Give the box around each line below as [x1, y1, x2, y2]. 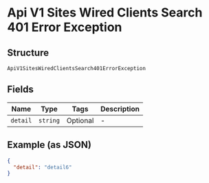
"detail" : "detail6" [13, 164, 72, 171]
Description [100, 104, 140, 114]
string [38, 116, 60, 125]
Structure [7, 47, 49, 58]
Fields [7, 84, 34, 96]
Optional [66, 116, 94, 125]
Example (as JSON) [7, 139, 91, 151]
